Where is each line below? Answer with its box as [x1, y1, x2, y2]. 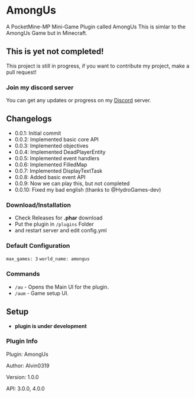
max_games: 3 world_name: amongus [6, 256, 90, 262]
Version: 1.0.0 [6, 373, 40, 380]
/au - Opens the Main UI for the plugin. [14, 283, 109, 290]
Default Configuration [6, 242, 70, 250]
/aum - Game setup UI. [14, 289, 69, 296]
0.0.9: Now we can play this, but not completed [14, 180, 130, 187]
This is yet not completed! [6, 47, 105, 57]
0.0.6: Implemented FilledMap [14, 161, 87, 168]
